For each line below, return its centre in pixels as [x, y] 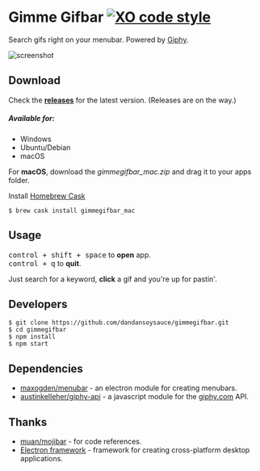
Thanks [28, 422]
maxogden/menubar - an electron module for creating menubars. [129, 388]
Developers [38, 304]
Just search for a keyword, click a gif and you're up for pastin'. [113, 279]
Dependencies [46, 368]
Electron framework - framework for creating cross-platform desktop [135, 450]
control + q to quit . [45, 263]
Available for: [31, 119]
